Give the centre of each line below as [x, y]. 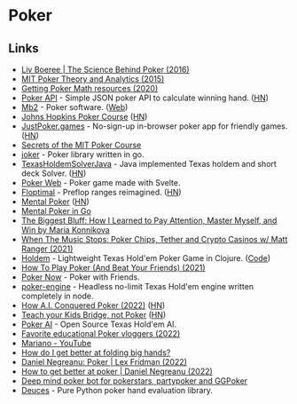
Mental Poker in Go [56, 211]
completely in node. [57, 296]
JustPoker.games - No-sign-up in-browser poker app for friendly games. [154, 126]
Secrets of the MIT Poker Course [81, 145]
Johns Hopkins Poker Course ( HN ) [84, 117]
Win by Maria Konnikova [65, 230]
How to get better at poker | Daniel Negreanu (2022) [117, 371]
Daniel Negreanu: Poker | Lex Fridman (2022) [104, 362]
